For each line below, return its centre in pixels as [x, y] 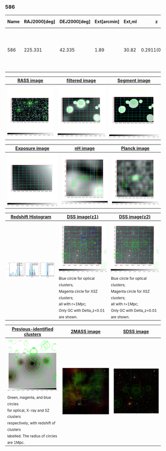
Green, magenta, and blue [29, 397]
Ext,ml [130, 22]
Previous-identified [32, 329]
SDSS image [136, 332]
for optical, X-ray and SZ [28, 411]
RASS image [30, 80]
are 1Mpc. [16, 443]
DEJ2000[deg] [75, 22]
